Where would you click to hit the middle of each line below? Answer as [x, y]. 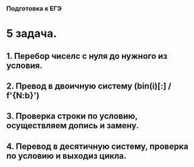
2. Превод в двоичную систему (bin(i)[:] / [89, 86]
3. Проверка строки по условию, [72, 116]
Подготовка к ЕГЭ [34, 9]
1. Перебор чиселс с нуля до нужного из [87, 56]
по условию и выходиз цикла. [66, 156]
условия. [24, 65]
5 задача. [32, 34]
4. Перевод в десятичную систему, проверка [97, 146]
